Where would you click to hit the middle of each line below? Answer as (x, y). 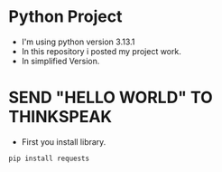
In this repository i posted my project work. (101, 51)
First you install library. (64, 141)
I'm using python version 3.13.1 (78, 42)
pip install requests (49, 158)
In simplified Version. (60, 61)
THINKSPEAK (60, 117)
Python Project (65, 17)
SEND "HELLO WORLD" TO (111, 98)
